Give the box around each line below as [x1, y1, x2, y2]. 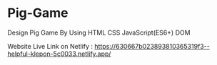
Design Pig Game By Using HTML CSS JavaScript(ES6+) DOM [7, 28, 191, 37]
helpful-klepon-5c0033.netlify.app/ [7, 49, 111, 58]
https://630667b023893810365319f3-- [94, 42, 211, 50]
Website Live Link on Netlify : [7, 42, 94, 50]
